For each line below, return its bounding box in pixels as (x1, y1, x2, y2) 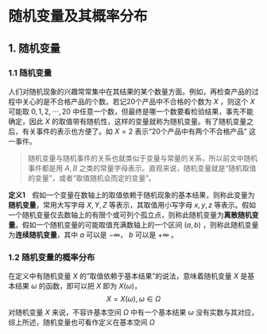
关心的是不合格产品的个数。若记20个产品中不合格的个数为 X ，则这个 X (21, 96, 256, 106)
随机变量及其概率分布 (8, 7, 149, 25)
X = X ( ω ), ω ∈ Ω (106, 294, 161, 304)
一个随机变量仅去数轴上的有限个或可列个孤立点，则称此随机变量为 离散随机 (8, 210, 252, 219)
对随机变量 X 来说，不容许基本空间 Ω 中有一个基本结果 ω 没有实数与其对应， (8, 308, 259, 317)
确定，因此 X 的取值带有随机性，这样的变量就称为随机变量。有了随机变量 (8, 116, 247, 126)
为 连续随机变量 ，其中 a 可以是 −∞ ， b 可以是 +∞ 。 (8, 230, 179, 239)
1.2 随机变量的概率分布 (8, 251, 95, 262)
